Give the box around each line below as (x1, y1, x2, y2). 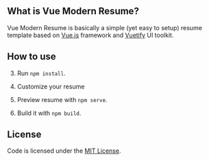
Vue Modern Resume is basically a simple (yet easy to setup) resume (7, 23, 202, 32)
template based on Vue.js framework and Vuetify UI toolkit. (7, 31, 174, 39)
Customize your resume (16, 82, 85, 90)
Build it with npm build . (16, 109, 82, 117)
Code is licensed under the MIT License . (7, 147, 121, 155)
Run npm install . (16, 69, 66, 77)
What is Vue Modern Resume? (7, 5, 139, 17)
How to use (7, 51, 56, 62)
